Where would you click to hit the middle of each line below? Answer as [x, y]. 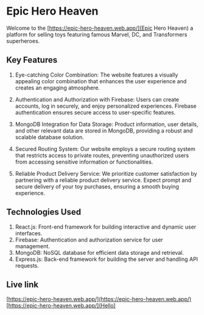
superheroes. [23, 41]
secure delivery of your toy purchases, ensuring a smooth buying [97, 186]
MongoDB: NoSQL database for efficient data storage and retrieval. [100, 252]
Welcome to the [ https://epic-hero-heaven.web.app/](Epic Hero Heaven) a [100, 28]
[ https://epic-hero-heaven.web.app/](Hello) [61, 306]
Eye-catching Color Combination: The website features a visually [97, 75]
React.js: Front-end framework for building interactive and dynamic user [106, 227]
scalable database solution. [49, 137]
